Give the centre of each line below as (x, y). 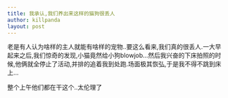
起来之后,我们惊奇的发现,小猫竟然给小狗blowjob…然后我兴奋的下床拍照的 (111, 55)
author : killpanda (34, 20)
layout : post (26, 26)
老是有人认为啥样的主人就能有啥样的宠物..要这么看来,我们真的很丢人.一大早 (114, 47)
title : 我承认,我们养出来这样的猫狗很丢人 (61, 13)
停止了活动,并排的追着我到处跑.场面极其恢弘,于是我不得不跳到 (127, 64)
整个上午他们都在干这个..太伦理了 (55, 88)
